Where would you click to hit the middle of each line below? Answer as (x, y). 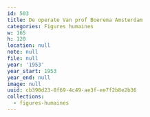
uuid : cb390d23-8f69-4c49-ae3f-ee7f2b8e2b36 (72, 90)
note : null (23, 52)
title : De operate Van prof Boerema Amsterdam (75, 20)
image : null (24, 84)
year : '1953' (26, 65)
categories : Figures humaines (51, 26)
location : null (29, 45)
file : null (23, 58)
